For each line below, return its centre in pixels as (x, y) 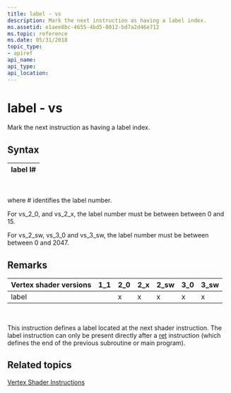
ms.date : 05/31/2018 (38, 40)
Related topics (40, 365)
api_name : (22, 60)
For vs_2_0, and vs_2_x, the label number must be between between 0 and (116, 214)
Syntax (23, 149)
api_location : (28, 73)
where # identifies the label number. (60, 200)
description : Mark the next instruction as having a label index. (107, 20)
